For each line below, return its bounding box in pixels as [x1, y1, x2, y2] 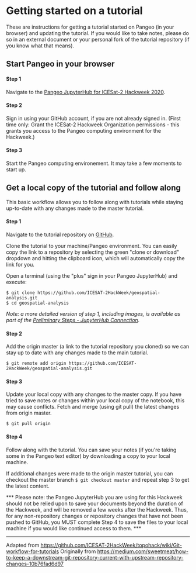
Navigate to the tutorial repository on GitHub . [6, 231, 114, 238]
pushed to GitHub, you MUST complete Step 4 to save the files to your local [6, 519, 188, 526]
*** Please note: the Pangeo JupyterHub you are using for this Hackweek [6, 493, 183, 500]
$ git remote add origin [6, 361, 66, 367]
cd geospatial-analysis [11, 300, 69, 306]
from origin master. [6, 409, 52, 416]
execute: [6, 278, 27, 285]
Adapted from [6, 541, 40, 548]
